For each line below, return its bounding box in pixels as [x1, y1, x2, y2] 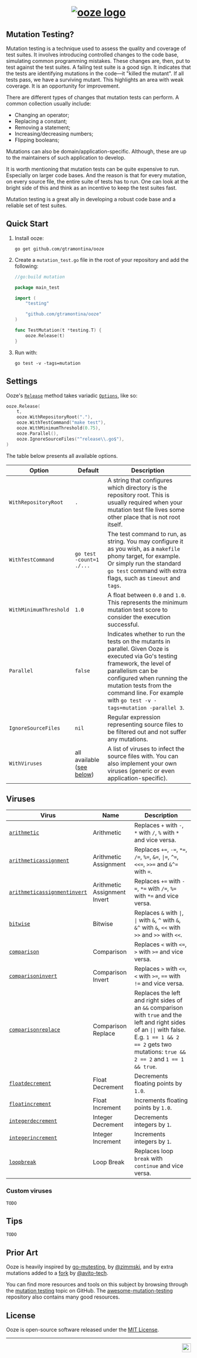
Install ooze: [14, 234, 44, 241]
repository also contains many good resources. [6, 1293, 120, 1300]
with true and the [134, 1011, 182, 1019]
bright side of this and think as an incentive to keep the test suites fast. [6, 184, 177, 191]
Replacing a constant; [14, 118, 67, 125]
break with [134, 1154, 163, 1163]
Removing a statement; [14, 124, 71, 131]
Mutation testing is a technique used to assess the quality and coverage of [6, 45, 186, 52]
